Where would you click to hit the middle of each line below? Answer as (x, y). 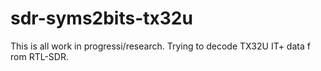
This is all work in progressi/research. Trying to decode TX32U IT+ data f (160, 46)
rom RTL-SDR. (39, 56)
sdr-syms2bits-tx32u (101, 18)
